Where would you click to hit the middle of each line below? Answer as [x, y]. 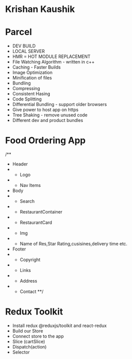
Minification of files [32, 78]
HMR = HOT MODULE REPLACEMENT [51, 56]
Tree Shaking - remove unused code [50, 115]
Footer [19, 249]
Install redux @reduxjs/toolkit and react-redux [60, 325]
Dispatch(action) [29, 347]
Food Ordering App [45, 140]
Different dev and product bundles [48, 120]
